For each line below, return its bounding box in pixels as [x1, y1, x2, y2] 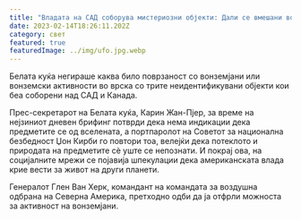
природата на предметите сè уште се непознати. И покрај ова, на [9, 145, 262, 157]
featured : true [9, 38, 66, 47]
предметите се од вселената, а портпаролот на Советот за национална [9, 126, 284, 137]
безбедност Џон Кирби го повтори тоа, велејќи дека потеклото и [9, 136, 258, 147]
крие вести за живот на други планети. [9, 165, 159, 175]
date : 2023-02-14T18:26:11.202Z [9, 21, 130, 30]
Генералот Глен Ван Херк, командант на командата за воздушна [9, 182, 258, 192]
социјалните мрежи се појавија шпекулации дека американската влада [9, 155, 285, 165]
